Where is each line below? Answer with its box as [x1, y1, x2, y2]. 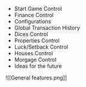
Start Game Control [14, 5, 62, 12]
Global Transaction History [14, 24, 80, 31]
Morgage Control [14, 56, 57, 63]
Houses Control [14, 50, 53, 56]
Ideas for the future [14, 62, 62, 70]
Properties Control [14, 37, 60, 44]
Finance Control [14, 11, 54, 19]
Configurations [14, 18, 51, 25]
